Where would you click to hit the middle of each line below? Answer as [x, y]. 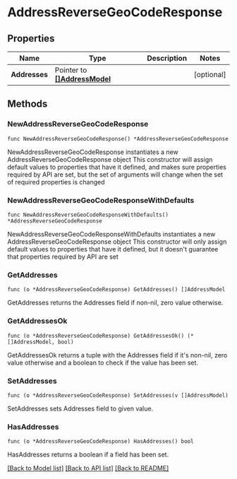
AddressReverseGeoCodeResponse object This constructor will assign [110, 159]
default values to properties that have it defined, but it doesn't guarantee [113, 249]
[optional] [210, 75]
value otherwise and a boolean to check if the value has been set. [103, 362]
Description [167, 58]
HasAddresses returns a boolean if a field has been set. [88, 455]
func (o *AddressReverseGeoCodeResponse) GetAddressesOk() [96, 336]
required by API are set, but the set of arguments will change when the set [115, 175]
